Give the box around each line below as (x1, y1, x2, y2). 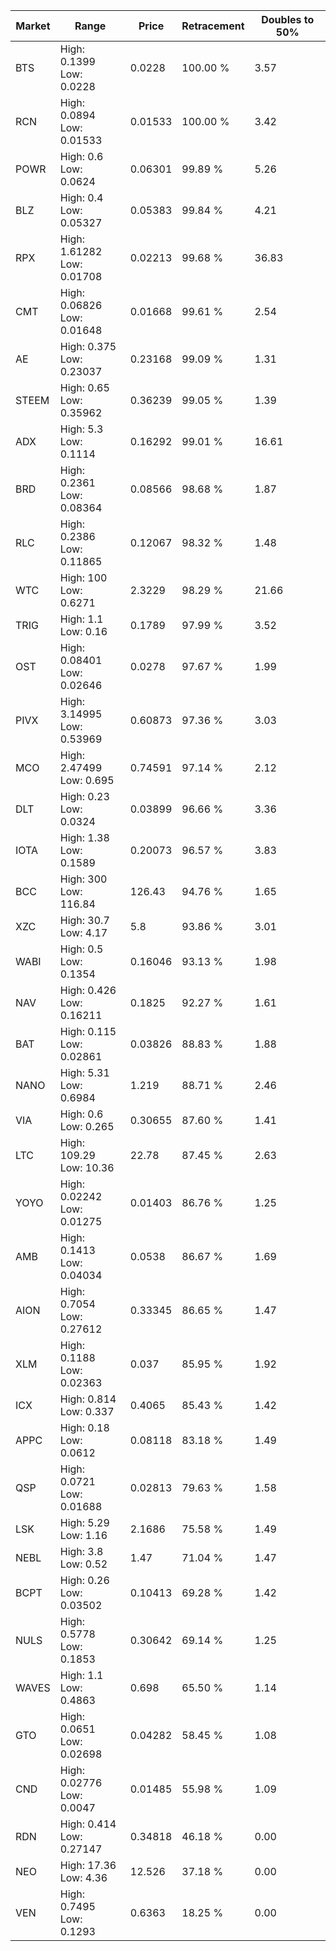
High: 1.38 (59, 831, 110, 844)
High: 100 (59, 571, 108, 584)
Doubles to (261, 13, 315, 26)
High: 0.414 (59, 1817, 117, 1831)
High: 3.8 (59, 1545, 104, 1558)
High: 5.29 (59, 1516, 110, 1529)
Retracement (181, 19, 245, 33)
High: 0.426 (59, 984, 117, 997)
